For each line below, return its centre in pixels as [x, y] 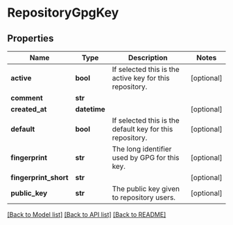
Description [148, 58]
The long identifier [142, 149]
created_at [29, 109]
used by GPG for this [146, 157]
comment [27, 98]
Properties [31, 38]
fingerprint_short [40, 178]
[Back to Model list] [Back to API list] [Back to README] [87, 215]
